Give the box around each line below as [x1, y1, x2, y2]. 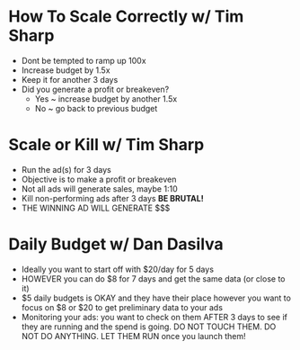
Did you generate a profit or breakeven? [21, 84, 170, 94]
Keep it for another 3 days [21, 74, 119, 85]
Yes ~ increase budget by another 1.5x [34, 93, 178, 104]
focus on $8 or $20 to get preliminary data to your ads [21, 301, 224, 312]
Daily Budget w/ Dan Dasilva [8, 234, 224, 255]
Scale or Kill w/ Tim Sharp [8, 135, 205, 155]
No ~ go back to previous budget [34, 103, 158, 113]
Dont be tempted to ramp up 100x [21, 55, 146, 66]
